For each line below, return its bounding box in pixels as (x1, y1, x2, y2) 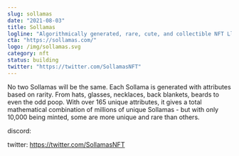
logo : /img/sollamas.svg (7, 43, 81, 50)
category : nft (7, 50, 50, 57)
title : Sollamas (7, 23, 55, 30)
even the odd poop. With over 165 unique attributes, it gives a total (7, 97, 202, 106)
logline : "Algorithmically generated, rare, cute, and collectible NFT (7, 30, 224, 38)
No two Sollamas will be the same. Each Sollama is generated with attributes (7, 82, 231, 91)
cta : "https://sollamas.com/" (7, 37, 97, 44)
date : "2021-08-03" (7, 17, 65, 24)
